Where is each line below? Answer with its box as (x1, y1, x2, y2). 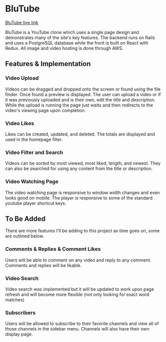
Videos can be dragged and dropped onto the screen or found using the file (5, 86, 161, 92)
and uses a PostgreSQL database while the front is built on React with (5, 39, 149, 45)
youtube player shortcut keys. (5, 200, 66, 206)
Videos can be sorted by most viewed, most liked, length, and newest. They (5, 160, 161, 166)
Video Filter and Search (5, 148, 63, 155)
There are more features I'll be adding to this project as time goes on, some (5, 228, 160, 234)
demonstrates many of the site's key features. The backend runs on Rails (5, 34, 156, 40)
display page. (5, 331, 33, 337)
